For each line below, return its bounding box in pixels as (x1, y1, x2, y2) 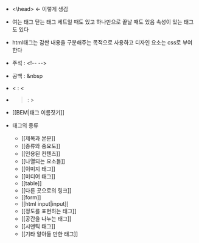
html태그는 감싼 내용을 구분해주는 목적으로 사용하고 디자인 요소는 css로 (12, 39, 181, 46)
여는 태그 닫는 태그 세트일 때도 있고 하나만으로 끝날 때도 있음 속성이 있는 (12, 18, 183, 26)
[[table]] (21, 180, 42, 187)
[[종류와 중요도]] (21, 143, 61, 149)
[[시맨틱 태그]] (21, 223, 56, 230)
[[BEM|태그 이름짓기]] (12, 109, 65, 116)
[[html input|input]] (21, 200, 69, 207)
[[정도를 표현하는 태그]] (21, 208, 77, 214)
